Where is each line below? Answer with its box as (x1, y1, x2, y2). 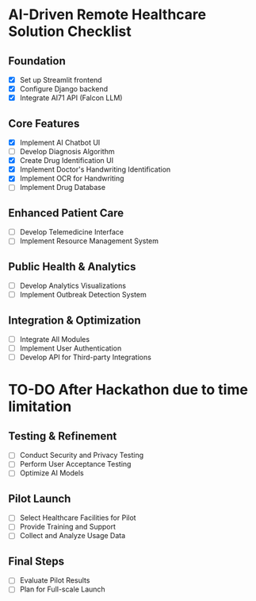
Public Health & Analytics (8, 260, 136, 273)
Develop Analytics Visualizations (19, 281, 127, 291)
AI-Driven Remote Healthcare (8, 6, 207, 24)
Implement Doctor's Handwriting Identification (19, 165, 171, 174)
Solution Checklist (8, 22, 132, 41)
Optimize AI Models (19, 468, 85, 478)
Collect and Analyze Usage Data (19, 531, 126, 541)
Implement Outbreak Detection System (19, 290, 147, 300)
